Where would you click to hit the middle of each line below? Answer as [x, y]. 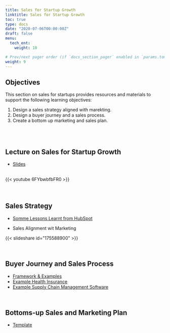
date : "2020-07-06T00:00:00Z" [37, 29]
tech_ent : [20, 43]
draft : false [19, 34]
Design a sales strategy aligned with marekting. [62, 110]
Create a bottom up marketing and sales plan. [60, 120]
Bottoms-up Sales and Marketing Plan [66, 313]
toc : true [16, 19]
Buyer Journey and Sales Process [59, 264]
